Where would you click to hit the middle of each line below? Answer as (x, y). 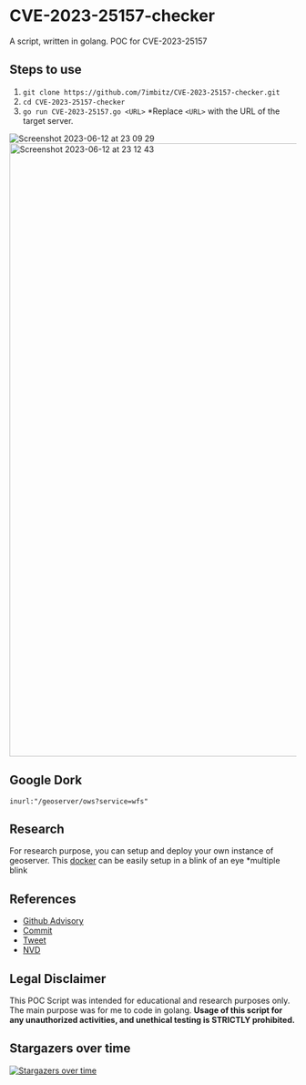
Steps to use (46, 70)
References (43, 899)
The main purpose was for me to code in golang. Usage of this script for (146, 1010)
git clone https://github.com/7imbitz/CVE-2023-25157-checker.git (151, 92)
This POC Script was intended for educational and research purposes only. (150, 1000)
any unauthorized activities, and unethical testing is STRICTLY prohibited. (153, 1020)
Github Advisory (53, 921)
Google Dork (46, 780)
